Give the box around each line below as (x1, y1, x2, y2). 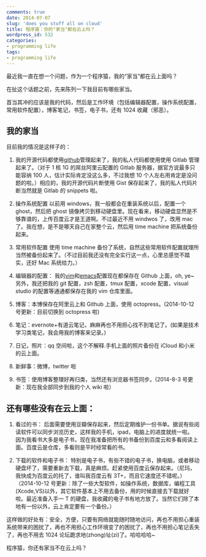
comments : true (6, 9, 45, 15)
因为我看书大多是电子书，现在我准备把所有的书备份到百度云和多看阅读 (15, 436, 193, 443)
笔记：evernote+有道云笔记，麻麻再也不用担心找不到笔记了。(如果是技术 (15, 321, 199, 329)
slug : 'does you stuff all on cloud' (6, 20, 103, 26)
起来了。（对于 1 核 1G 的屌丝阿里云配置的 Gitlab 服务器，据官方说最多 (15, 164, 190, 171)
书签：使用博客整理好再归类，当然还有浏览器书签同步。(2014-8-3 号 (15, 376, 188, 383)
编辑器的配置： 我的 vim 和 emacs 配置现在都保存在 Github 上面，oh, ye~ (15, 272, 195, 279)
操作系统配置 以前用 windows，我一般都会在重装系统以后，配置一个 (15, 200, 186, 208)
